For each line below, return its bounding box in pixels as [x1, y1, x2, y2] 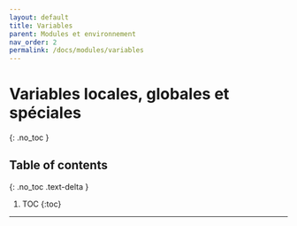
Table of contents [9, 158, 108, 173]
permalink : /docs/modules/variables [9, 46, 144, 55]
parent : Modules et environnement [9, 29, 137, 38]
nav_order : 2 [9, 37, 57, 47]
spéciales [9, 103, 82, 123]
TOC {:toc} [21, 199, 62, 209]
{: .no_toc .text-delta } [9, 181, 89, 191]
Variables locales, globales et [9, 84, 230, 105]
